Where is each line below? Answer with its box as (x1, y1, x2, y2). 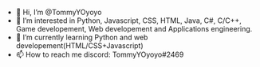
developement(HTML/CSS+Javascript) (15, 41, 144, 50)
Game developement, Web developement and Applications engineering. (15, 24, 253, 33)
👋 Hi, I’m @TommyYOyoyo (15, 8, 102, 17)
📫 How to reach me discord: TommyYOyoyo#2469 (15, 50, 184, 59)
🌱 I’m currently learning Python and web (15, 32, 148, 42)
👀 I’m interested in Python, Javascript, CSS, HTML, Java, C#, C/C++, (15, 16, 242, 25)
